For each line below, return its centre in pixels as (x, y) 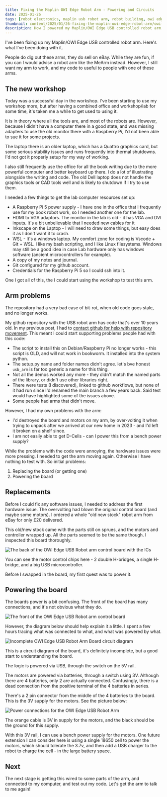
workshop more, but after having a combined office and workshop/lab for (80, 106)
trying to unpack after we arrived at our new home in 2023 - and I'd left (85, 425)
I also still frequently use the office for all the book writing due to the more (81, 167)
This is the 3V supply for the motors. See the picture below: (66, 701)
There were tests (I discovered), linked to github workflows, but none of (86, 385)
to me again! (18, 789)
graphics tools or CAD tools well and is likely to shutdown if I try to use (77, 182)
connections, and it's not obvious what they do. (54, 607)
